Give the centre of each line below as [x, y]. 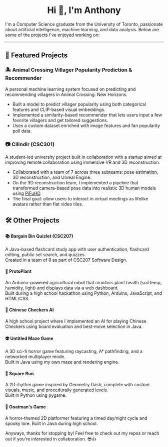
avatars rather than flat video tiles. [48, 204]
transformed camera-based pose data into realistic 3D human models [84, 188]
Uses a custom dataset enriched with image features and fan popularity [86, 126]
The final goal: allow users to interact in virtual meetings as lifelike [80, 198]
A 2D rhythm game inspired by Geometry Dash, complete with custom [77, 385]
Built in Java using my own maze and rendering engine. [62, 362]
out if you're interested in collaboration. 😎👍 [51, 438]
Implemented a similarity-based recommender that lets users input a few [87, 115]
